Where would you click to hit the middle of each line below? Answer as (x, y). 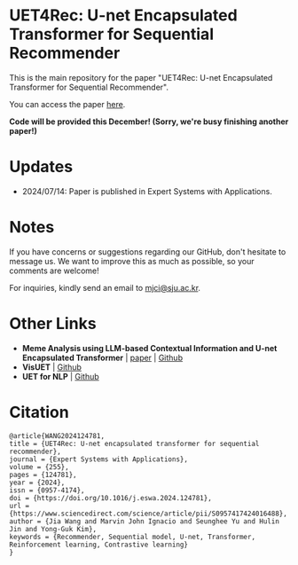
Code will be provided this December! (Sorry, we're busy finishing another (149, 122)
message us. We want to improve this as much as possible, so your (132, 261)
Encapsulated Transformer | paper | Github (102, 357)
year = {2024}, (37, 483)
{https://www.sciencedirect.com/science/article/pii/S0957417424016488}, (149, 514)
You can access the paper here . (67, 104)
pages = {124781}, (43, 475)
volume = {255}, (39, 467)
